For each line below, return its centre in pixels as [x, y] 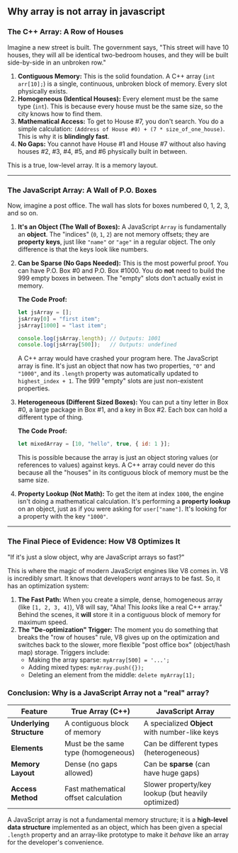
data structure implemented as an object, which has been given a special [115, 827]
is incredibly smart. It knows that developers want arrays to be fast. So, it [114, 578]
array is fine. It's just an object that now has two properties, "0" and [117, 366]
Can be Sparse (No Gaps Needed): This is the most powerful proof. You [123, 263]
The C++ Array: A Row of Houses [66, 32]
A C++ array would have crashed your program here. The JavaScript [118, 358]
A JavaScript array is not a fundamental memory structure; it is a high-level [118, 819]
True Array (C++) [101, 711]
